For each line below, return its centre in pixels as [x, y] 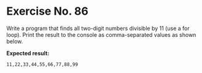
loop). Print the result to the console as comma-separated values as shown [101, 34]
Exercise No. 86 [48, 11]
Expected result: [28, 53]
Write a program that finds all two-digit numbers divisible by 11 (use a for [98, 28]
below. [15, 41]
